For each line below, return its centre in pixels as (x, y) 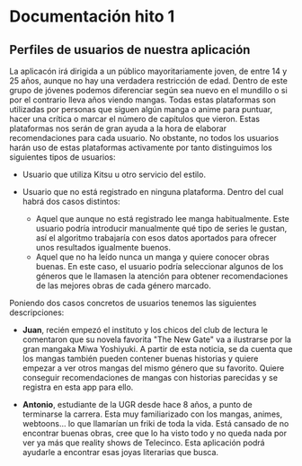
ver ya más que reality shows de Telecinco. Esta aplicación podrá (143, 443)
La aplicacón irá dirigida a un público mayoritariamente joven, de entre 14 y (148, 71)
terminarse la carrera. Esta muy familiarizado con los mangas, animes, (152, 414)
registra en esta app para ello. (78, 387)
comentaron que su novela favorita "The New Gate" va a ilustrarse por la (157, 339)
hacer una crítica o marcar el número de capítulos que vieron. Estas (135, 119)
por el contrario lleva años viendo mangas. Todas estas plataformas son (143, 100)
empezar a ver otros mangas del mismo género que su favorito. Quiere (153, 368)
